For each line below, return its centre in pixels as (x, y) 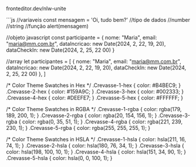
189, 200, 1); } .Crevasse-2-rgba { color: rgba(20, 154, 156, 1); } (82, 115)
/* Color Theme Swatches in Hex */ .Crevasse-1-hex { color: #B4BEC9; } (93, 85)
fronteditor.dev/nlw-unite (36, 9)
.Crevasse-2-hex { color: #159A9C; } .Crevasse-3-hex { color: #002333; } (95, 91)
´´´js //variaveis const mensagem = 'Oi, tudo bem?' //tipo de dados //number (98, 20)
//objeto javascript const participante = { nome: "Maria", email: (82, 37)
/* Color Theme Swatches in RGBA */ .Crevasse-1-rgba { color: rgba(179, (94, 109)
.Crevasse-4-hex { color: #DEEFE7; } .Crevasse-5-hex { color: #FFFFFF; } (95, 98)
